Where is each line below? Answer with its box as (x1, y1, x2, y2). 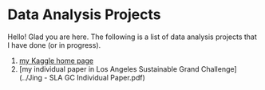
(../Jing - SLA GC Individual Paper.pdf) (18, 72, 145, 82)
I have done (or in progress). (7, 40, 101, 49)
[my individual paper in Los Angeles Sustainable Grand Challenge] (18, 64, 237, 73)
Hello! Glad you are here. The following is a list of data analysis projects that (7, 32, 257, 41)
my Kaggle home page (18, 56, 93, 65)
